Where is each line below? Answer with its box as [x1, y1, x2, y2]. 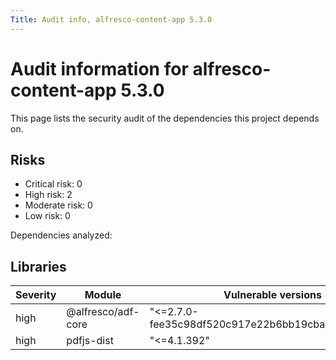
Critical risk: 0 [24, 178, 83, 190]
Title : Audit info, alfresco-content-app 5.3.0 [10, 14, 213, 25]
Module [84, 288, 122, 302]
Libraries [10, 258, 67, 275]
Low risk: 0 [24, 210, 71, 222]
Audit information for [10, 57, 189, 80]
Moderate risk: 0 [24, 199, 93, 211]
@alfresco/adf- [66, 305, 140, 319]
